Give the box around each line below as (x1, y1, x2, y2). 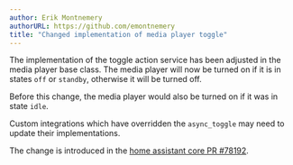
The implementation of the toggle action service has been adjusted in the (9, 55, 281, 66)
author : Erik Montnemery (9, 13, 103, 23)
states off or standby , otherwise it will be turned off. (9, 74, 202, 85)
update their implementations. (9, 128, 121, 139)
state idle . (9, 101, 50, 112)
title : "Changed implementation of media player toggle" (9, 30, 228, 39)
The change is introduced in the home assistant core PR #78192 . (9, 145, 250, 156)
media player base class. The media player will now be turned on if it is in (9, 64, 281, 75)
